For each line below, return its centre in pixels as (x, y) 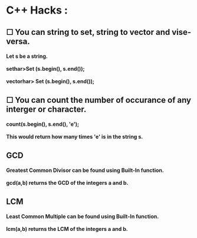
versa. (18, 41)
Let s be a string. (27, 56)
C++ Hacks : (37, 10)
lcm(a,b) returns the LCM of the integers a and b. (67, 229)
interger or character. (46, 109)
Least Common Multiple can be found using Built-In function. (83, 217)
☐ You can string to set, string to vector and (88, 32)
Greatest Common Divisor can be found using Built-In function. (85, 170)
